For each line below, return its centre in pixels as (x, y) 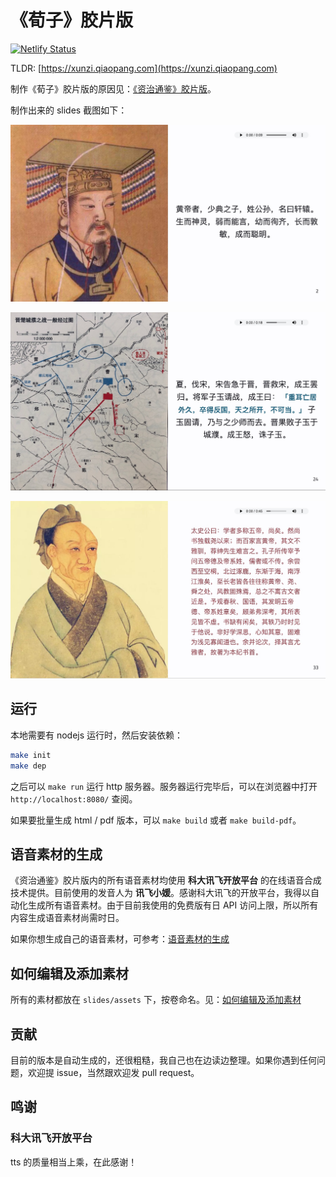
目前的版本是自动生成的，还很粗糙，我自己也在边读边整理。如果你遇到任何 (163, 1060)
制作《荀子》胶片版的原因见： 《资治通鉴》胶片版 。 (113, 88)
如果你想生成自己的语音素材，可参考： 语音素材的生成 (120, 939)
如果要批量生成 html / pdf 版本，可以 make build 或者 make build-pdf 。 (156, 820)
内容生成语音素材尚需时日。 (67, 918)
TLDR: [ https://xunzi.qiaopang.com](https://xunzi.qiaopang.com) (144, 68)
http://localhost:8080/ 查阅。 (74, 798)
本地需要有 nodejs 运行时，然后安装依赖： (97, 735)
